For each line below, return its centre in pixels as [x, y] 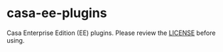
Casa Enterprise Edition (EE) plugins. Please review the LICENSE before [111, 33]
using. [16, 40]
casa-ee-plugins [57, 13]
